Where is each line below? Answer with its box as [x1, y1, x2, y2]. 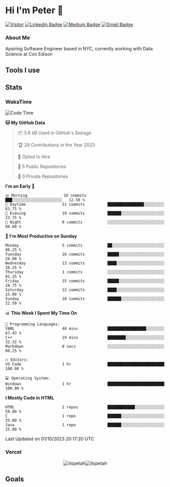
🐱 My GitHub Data [5, 119, 46, 126]
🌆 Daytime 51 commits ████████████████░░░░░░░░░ [5, 202, 165, 207]
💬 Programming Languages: [5, 322, 60, 327]
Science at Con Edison [5, 51, 53, 57]
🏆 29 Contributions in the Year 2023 [17, 142, 95, 148]
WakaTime [5, 98, 32, 105]
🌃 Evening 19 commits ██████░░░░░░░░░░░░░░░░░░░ [5, 211, 165, 216]
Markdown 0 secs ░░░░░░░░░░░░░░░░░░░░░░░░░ [5, 344, 165, 349]
